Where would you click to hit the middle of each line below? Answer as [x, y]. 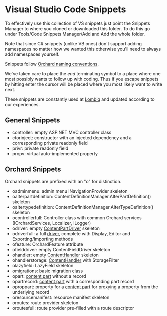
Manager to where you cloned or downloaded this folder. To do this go [78, 28]
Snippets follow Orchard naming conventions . [52, 64]
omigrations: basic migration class [48, 271]
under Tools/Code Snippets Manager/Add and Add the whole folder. [75, 34]
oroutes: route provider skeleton [45, 303]
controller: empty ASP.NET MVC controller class [62, 132]
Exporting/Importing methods [43, 239]
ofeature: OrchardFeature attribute [48, 244]
